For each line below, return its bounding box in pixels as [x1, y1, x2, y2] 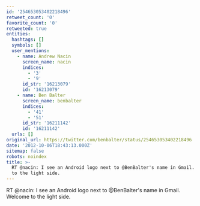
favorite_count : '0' [6, 20, 58, 26]
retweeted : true [6, 25, 47, 32]
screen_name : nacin [22, 59, 71, 65]
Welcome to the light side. [6, 193, 71, 200]
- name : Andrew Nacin [17, 53, 71, 59]
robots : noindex [6, 153, 47, 159]
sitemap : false [6, 148, 44, 154]
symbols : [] [11, 43, 42, 49]
